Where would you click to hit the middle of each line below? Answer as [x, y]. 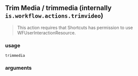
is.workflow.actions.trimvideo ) [54, 16]
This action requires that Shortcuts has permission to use [75, 27]
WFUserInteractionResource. [46, 33]
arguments [18, 68]
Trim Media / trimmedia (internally [58, 8]
